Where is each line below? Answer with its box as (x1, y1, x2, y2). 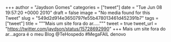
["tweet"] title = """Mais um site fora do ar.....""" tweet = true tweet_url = (5, 20, 157, 26)
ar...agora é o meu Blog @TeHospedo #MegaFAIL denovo (5, 31, 126, 37)
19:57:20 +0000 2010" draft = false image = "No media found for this (5, 10, 151, 16)
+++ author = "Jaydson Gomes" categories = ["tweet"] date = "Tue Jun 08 (5, 5, 162, 10)
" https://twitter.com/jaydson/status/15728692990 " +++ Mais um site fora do (5, 26, 166, 32)
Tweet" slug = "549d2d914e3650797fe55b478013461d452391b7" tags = (5, 15, 159, 21)
